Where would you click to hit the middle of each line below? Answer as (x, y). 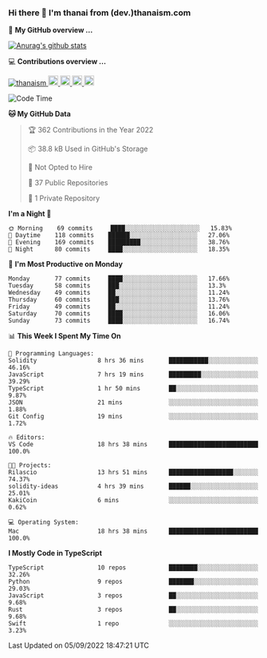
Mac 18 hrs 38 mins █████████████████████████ (133, 531)
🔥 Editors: (27, 438)
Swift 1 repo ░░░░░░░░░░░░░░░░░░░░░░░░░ (133, 624)
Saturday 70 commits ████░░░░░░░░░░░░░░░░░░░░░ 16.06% (119, 314)
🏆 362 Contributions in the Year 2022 (90, 130)
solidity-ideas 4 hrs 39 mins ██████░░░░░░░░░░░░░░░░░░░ (133, 486)
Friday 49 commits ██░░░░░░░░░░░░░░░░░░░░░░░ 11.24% (119, 307)
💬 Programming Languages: (51, 354)
